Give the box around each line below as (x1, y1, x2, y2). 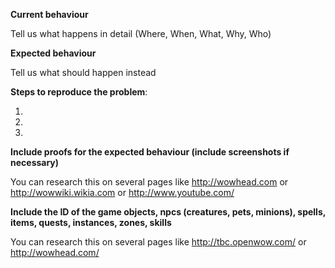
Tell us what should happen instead (10, 67, 157, 78)
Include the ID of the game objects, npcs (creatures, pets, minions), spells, (10, 206, 326, 218)
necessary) (10, 157, 60, 168)
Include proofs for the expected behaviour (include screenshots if (10, 146, 290, 158)
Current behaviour (10, 9, 89, 20)
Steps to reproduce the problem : (10, 86, 148, 98)
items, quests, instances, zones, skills (10, 217, 172, 228)
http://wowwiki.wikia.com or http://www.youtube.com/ (10, 187, 235, 198)
